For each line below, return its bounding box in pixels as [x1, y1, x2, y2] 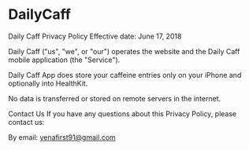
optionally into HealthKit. [8, 79, 88, 88]
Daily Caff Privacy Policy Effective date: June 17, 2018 [8, 31, 182, 41]
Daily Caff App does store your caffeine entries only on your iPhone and [8, 70, 242, 79]
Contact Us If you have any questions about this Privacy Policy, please [8, 108, 237, 119]
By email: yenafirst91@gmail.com [8, 132, 116, 142]
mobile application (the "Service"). [8, 55, 121, 64]
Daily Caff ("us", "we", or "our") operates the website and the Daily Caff [8, 46, 240, 56]
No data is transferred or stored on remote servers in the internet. [8, 93, 221, 103]
